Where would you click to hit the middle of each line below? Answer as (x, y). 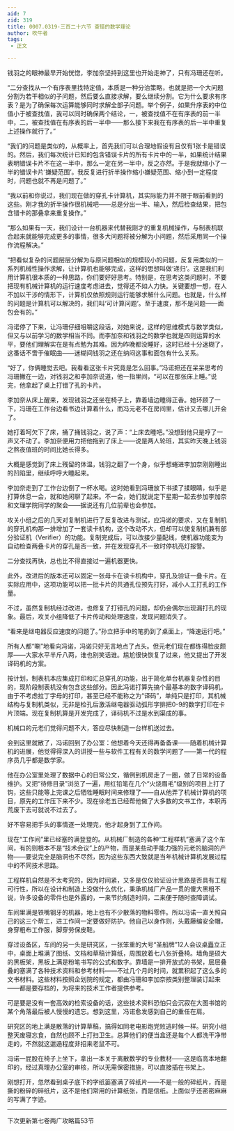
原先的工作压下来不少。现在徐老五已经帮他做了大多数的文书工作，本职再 (123, 801)
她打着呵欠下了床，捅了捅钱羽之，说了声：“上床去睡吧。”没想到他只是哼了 (112, 432)
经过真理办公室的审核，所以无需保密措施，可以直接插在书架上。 (117, 1067)
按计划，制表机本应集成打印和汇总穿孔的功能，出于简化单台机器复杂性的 (111, 678)
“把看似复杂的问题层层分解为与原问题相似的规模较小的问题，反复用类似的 (112, 260)
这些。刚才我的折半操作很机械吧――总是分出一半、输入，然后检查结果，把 (114, 204)
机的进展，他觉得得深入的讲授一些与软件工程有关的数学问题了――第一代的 (114, 751)
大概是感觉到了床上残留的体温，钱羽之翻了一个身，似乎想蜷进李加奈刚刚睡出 (117, 464)
